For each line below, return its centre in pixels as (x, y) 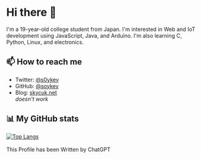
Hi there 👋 (31, 12)
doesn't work (32, 99)
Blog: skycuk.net (36, 92)
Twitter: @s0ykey (37, 79)
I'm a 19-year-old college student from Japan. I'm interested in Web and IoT (101, 29)
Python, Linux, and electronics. (45, 42)
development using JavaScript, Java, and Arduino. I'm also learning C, (94, 35)
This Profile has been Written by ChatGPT (59, 149)
